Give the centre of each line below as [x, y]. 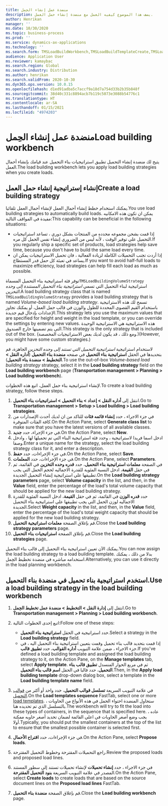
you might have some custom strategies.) [48, 339]
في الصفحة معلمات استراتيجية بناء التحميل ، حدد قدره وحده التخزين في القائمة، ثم [87, 464]
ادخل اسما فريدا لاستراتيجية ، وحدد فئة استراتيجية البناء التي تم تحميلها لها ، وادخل [88, 438]
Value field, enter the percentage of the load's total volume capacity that [87, 485]
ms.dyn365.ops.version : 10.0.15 [39, 84]
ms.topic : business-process [35, 33]
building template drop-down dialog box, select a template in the [87, 675]
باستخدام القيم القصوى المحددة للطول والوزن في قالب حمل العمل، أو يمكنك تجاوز [82, 307]
